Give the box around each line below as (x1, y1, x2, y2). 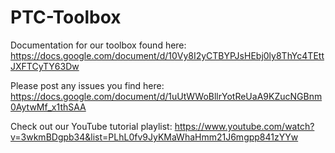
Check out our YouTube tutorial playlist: (10, 120, 173, 132)
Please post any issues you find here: (10, 79, 165, 91)
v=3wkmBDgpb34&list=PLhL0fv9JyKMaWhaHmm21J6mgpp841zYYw (10, 131, 299, 143)
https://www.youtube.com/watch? (174, 120, 315, 132)
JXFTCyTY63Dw (10, 60, 80, 72)
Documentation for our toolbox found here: (10, 39, 187, 51)
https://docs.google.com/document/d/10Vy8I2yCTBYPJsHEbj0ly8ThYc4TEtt (10, 49, 325, 61)
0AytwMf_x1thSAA (10, 101, 87, 113)
